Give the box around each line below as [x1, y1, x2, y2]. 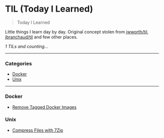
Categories [5, 60, 32, 67]
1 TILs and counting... [5, 43, 48, 49]
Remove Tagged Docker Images [12, 104, 77, 110]
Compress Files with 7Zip [12, 127, 63, 133]
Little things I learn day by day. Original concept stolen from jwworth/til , [5, 29, 149, 34]
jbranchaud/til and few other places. [5, 34, 78, 40]
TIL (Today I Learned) [5, 3, 94, 15]
